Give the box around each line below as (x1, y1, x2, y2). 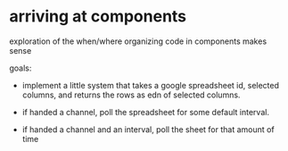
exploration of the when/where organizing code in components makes (9, 36, 267, 46)
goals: (9, 63, 32, 73)
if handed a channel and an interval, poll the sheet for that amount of (21, 123, 275, 135)
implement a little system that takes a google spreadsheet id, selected (21, 80, 279, 90)
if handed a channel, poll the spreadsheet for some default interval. (21, 106, 270, 117)
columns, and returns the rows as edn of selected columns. (21, 89, 241, 100)
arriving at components (9, 6, 187, 27)
